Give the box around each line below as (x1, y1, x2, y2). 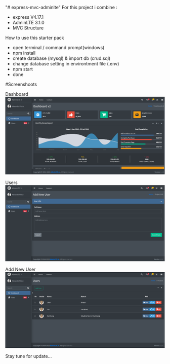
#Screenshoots (5, 81, 37, 87)
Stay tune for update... (5, 353, 52, 359)
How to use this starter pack (5, 35, 64, 41)
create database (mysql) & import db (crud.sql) (12, 55, 111, 61)
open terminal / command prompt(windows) (12, 45, 105, 50)
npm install (12, 50, 36, 56)
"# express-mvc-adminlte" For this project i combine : (5, 5, 118, 10)
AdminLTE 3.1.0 (12, 20, 45, 25)
